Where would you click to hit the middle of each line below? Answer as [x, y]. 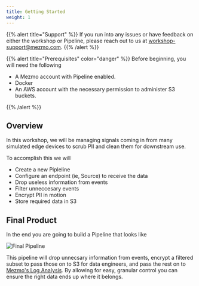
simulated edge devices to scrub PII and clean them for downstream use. [96, 146]
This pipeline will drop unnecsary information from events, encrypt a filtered [100, 258]
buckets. [26, 96]
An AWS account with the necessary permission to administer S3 [95, 89]
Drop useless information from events [61, 182]
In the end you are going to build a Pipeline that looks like [76, 235]
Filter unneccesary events [47, 189]
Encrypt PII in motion [41, 195]
